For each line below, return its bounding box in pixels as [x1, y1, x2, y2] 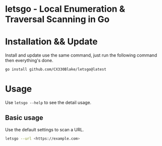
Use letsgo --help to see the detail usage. [5, 99, 92, 105]
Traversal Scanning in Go [5, 14, 109, 25]
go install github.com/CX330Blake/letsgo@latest [5, 67, 107, 72]
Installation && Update [5, 36, 98, 47]
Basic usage [5, 114, 43, 122]
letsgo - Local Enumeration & [5, 3, 125, 15]
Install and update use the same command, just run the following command [5, 52, 157, 58]
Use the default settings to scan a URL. [5, 126, 84, 132]
